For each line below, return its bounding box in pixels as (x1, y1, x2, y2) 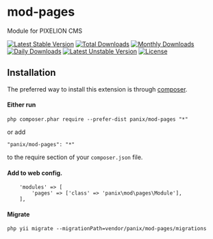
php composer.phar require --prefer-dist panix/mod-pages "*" (7, 115, 188, 123)
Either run (7, 100, 36, 109)
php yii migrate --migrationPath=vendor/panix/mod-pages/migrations (7, 225, 207, 232)
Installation (7, 67, 56, 79)
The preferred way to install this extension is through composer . (7, 85, 188, 93)
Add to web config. (7, 169, 63, 177)
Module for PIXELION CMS (7, 27, 83, 35)
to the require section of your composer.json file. (7, 153, 143, 161)
